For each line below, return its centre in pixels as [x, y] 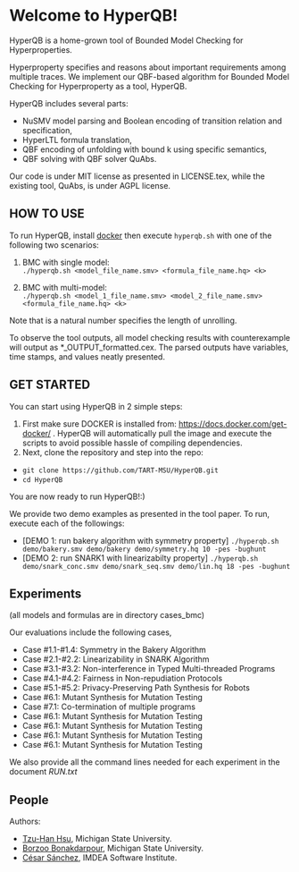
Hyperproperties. [41, 49]
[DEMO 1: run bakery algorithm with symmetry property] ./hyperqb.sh [150, 540]
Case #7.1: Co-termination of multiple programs [109, 707]
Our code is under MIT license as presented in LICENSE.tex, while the [137, 176]
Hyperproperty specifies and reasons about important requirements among [148, 67]
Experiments [46, 593]
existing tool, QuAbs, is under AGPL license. [90, 185]
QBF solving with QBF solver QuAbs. [89, 158]
